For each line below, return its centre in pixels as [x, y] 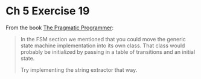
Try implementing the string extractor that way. [79, 69]
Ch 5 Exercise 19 [48, 11]
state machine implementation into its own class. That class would [103, 45]
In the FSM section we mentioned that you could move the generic [103, 39]
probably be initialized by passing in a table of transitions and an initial [108, 51]
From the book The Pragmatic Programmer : [60, 28]
